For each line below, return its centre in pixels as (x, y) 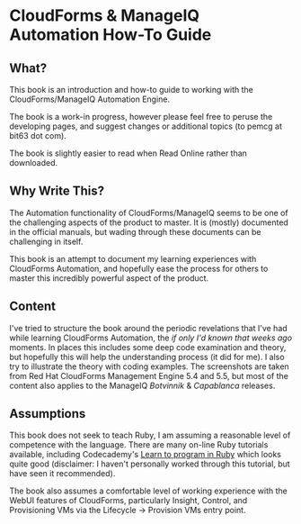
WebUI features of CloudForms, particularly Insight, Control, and (128, 501)
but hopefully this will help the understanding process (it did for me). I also (147, 357)
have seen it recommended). (62, 474)
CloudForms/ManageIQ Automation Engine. (90, 99)
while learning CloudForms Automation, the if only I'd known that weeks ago (151, 338)
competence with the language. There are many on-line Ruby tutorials (139, 445)
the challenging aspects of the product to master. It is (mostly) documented (149, 222)
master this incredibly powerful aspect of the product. (109, 278)
